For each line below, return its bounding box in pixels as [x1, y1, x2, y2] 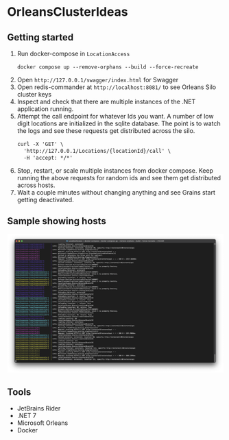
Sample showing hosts [7, 215, 106, 227]
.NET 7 [16, 411, 36, 419]
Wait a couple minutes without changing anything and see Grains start [16, 188, 216, 196]
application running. [16, 105, 74, 113]
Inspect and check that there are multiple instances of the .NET [16, 97, 196, 106]
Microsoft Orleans [16, 419, 69, 427]
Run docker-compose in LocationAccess [16, 49, 130, 58]
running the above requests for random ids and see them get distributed [16, 174, 221, 182]
